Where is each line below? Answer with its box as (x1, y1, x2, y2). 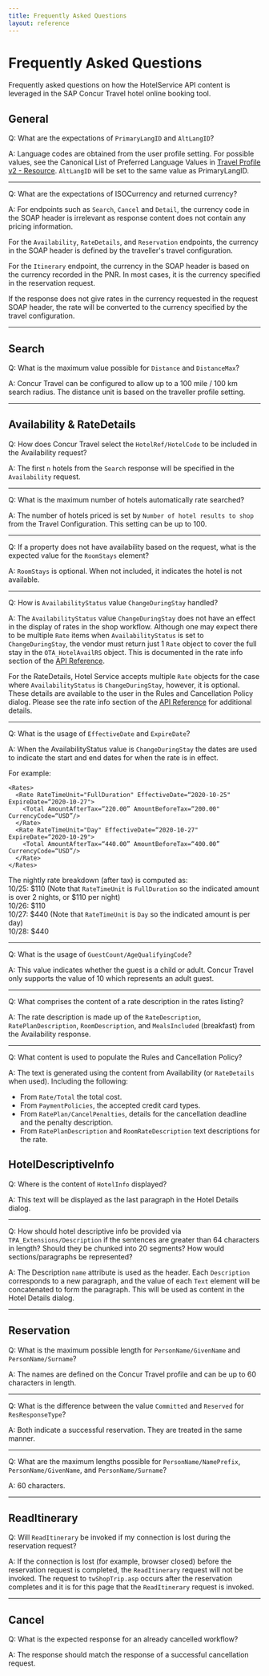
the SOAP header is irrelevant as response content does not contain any (8, 214, 247, 223)
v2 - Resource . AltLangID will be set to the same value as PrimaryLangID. (8, 166, 250, 176)
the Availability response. (8, 1029, 91, 1039)
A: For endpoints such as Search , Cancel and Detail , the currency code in (8, 205, 250, 214)
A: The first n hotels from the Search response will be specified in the (8, 463, 235, 473)
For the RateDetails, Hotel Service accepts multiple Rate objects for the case (8, 671, 260, 681)
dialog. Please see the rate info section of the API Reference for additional (8, 697, 252, 706)
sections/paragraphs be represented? (8, 1251, 134, 1261)
